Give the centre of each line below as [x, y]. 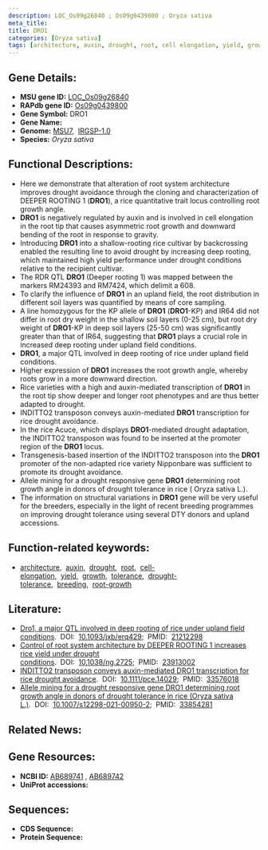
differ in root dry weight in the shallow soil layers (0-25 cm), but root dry [138, 319]
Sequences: [39, 810]
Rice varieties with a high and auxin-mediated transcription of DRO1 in [135, 387]
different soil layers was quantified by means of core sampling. [123, 302]
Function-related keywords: [79, 548]
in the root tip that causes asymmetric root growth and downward [128, 226]
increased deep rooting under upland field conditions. [108, 345]
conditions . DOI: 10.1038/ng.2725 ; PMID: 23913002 [107, 662]
